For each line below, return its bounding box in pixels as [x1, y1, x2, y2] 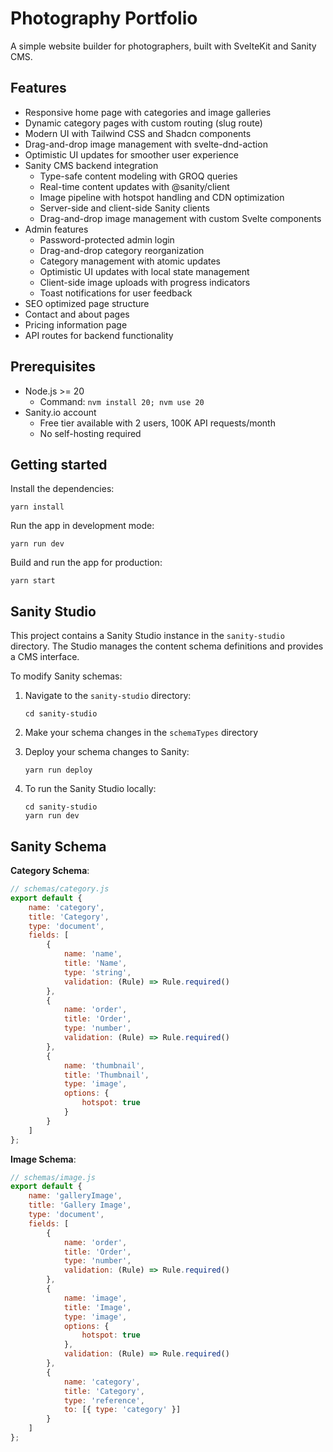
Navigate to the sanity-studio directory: [24, 690, 192, 702]
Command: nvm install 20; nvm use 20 [39, 395, 205, 407]
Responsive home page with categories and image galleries [24, 106, 272, 118]
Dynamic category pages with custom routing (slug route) [24, 117, 263, 129]
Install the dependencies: [10, 483, 115, 495]
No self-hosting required [39, 427, 142, 439]
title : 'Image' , [63, 1302, 132, 1312]
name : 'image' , [63, 1293, 128, 1303]
